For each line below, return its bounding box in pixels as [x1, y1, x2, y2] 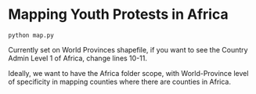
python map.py [8, 31, 55, 39]
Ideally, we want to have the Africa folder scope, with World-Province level [8, 68, 249, 78]
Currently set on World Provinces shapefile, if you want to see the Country [8, 45, 248, 54]
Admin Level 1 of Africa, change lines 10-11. [8, 53, 147, 63]
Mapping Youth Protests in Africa [8, 5, 229, 23]
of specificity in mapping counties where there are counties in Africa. [8, 77, 231, 86]
